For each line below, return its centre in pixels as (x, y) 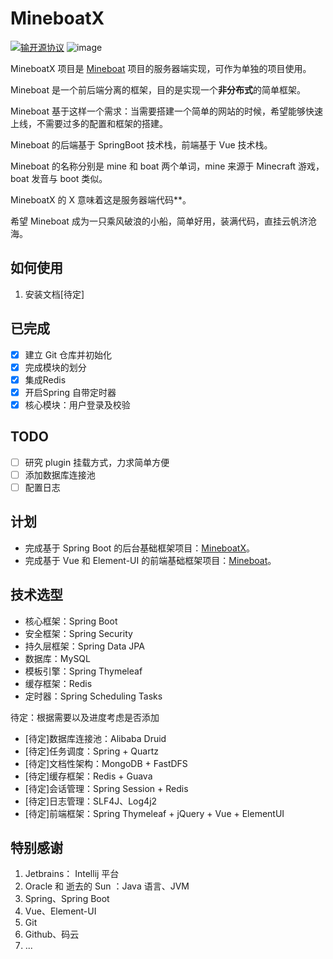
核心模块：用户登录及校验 (77, 404)
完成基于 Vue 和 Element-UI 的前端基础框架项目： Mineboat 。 (150, 560)
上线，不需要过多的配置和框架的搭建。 (89, 123)
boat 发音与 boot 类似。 (59, 178)
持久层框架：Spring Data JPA (84, 646)
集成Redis (45, 379)
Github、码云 (52, 934)
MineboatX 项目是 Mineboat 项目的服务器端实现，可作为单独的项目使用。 (161, 68)
